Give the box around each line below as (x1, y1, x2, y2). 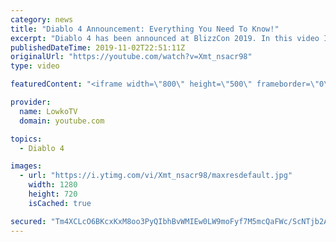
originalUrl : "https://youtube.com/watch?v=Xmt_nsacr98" (10, 52, 253, 62)
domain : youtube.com (19, 116, 105, 126)
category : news (10, 14, 74, 25)
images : (10, 161, 43, 171)
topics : (10, 134, 43, 144)
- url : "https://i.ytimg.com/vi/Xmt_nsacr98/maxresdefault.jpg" (19, 171, 293, 181)
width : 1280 (28, 180, 78, 190)
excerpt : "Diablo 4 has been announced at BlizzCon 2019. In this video (10, 33, 320, 43)
